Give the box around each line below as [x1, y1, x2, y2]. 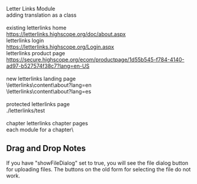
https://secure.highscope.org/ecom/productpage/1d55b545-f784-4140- [6, 56, 184, 63]
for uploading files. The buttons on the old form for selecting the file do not [6, 165, 191, 173]
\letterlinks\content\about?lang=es [6, 88, 92, 95]
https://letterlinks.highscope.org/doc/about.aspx [6, 31, 126, 38]
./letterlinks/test [6, 107, 46, 114]
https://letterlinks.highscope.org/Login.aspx [6, 43, 114, 50]
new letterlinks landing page [6, 75, 76, 82]
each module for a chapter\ [6, 126, 74, 133]
